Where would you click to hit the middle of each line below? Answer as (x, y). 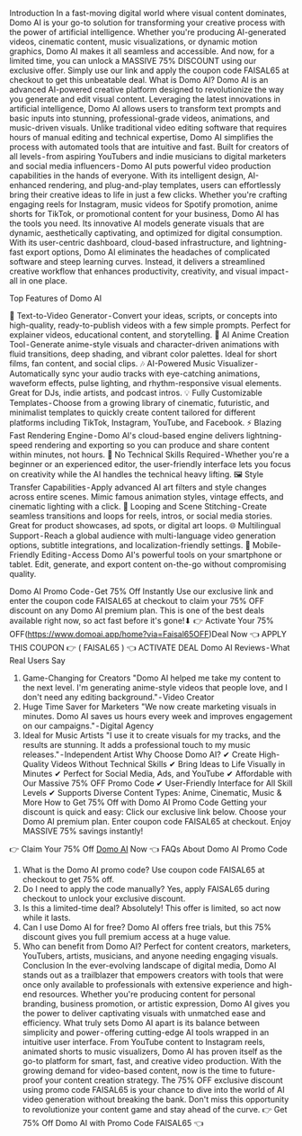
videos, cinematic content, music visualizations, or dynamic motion (133, 41)
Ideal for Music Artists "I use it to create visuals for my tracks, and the (151, 735)
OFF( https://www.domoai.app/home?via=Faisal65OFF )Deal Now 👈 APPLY (148, 634)
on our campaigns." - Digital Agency (88, 726)
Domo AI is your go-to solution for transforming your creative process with (147, 23)
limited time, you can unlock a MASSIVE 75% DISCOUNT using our (133, 61)
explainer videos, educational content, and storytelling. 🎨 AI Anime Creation (149, 335)
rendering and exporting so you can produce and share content (152, 445)
